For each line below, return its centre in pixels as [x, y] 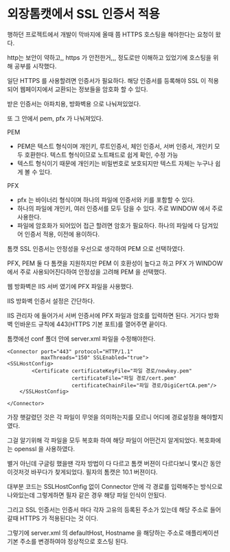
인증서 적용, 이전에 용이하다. [62, 234]
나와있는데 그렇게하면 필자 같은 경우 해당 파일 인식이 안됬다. [87, 495]
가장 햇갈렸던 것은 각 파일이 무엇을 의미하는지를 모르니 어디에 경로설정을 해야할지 [115, 417]
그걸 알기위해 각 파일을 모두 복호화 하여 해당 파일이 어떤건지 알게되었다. [102, 440]
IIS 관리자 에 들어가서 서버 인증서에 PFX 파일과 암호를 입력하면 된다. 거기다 [107, 315]
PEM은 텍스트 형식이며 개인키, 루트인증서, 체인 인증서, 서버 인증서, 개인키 [115, 146]
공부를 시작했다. [35, 66]
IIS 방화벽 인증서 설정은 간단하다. [51, 301]
